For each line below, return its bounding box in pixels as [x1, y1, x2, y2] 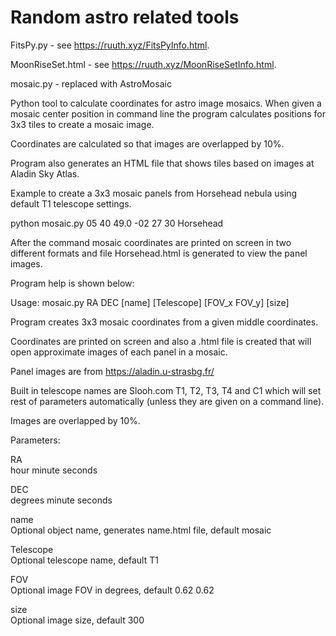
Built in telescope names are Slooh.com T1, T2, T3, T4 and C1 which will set [10, 384, 322, 396]
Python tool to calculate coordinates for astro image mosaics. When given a [10, 97, 322, 109]
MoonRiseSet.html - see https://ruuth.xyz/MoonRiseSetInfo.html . [10, 58, 277, 70]
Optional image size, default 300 [10, 614, 145, 626]
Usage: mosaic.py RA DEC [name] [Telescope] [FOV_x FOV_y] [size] [10, 296, 290, 308]
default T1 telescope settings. [10, 197, 132, 210]
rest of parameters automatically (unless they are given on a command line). [10, 395, 325, 407]
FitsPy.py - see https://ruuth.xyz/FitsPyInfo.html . [10, 39, 210, 51]
